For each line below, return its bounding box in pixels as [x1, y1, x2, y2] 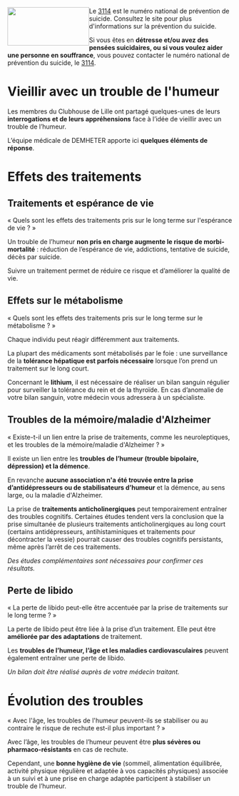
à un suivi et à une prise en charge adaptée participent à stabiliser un [7, 775, 211, 783]
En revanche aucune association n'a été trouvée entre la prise [7, 475, 194, 484]
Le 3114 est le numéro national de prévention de [88, 7, 230, 15]
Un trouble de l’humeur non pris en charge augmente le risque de [7, 237, 203, 246]
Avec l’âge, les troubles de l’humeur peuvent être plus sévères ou [7, 737, 201, 746]
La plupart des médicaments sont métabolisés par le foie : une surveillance [7, 348, 228, 357]
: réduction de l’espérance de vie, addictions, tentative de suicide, [36, 245, 230, 253]
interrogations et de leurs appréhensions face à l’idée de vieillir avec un [7, 114, 222, 123]
